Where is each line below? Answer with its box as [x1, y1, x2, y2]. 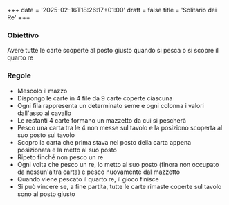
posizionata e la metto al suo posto [17, 145, 118, 154]
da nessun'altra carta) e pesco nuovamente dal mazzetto [17, 168, 181, 176]
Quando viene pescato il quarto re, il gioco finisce [17, 175, 159, 183]
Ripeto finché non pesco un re [17, 152, 104, 161]
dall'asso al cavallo [17, 109, 71, 117]
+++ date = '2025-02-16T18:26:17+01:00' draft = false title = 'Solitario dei [7, 6, 217, 14]
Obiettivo [7, 30, 39, 40]
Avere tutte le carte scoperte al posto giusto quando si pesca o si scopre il [7, 46, 219, 55]
